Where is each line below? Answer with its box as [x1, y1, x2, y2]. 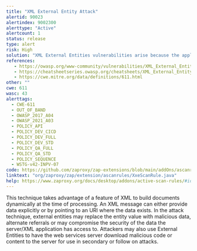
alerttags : [6, 96, 33, 102]
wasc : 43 [6, 91, 28, 96]
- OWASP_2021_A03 [11, 118, 54, 124]
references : [6, 58, 35, 63]
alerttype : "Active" [6, 25, 57, 31]
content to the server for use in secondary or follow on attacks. [6, 237, 159, 245]
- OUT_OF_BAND [11, 107, 46, 113]
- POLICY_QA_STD [11, 150, 51, 156]
